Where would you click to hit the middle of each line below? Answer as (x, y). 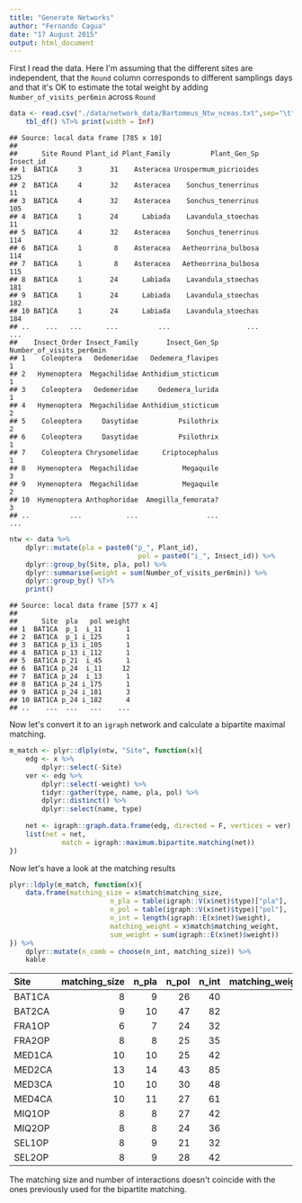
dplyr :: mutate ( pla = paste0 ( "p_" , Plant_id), (112, 548)
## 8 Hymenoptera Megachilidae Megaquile (114, 468)
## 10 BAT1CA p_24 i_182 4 (70, 700)
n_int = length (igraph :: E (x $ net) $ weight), (190, 918)
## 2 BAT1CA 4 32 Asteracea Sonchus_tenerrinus (134, 185)
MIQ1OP (32, 1114)
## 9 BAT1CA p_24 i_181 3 (70, 692)
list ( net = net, (56, 834)
